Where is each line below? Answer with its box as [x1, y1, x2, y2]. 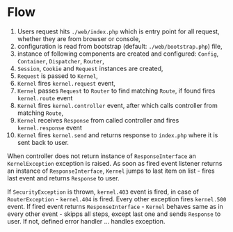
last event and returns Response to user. [7, 173, 120, 182]
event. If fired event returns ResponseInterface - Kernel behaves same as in [7, 202, 224, 210]
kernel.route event [17, 93, 73, 102]
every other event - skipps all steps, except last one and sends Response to [7, 210, 221, 218]
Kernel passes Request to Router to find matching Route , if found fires [17, 86, 216, 95]
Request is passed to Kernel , [17, 71, 99, 80]
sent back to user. [17, 138, 70, 146]
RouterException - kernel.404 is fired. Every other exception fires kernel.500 [7, 194, 227, 203]
